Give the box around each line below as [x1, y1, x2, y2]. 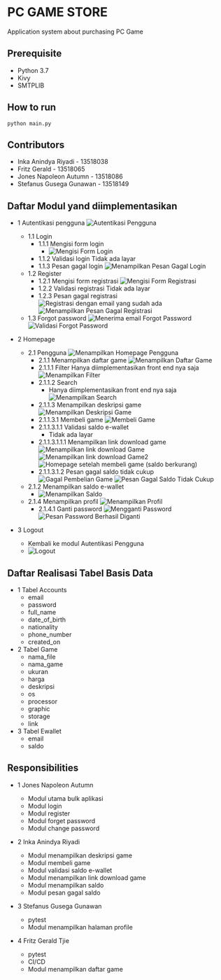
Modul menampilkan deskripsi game [27, 851, 133, 860]
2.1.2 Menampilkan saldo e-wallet [27, 482, 124, 491]
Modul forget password [27, 816, 96, 825]
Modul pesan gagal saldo [27, 888, 101, 897]
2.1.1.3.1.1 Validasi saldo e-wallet [38, 423, 129, 431]
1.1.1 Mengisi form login [38, 239, 104, 248]
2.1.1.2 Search [38, 379, 78, 387]
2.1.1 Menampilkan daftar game [38, 356, 127, 365]
